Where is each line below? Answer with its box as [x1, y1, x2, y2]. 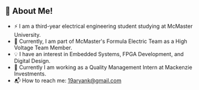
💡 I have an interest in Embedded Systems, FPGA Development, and [13, 50, 184, 57]
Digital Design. [13, 57, 51, 64]
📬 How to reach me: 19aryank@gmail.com [13, 77, 122, 84]
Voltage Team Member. [13, 43, 73, 51]
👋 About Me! [5, 6, 53, 16]
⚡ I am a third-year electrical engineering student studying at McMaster [13, 22, 193, 30]
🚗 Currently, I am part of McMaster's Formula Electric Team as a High [13, 37, 187, 45]
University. [13, 31, 41, 38]
